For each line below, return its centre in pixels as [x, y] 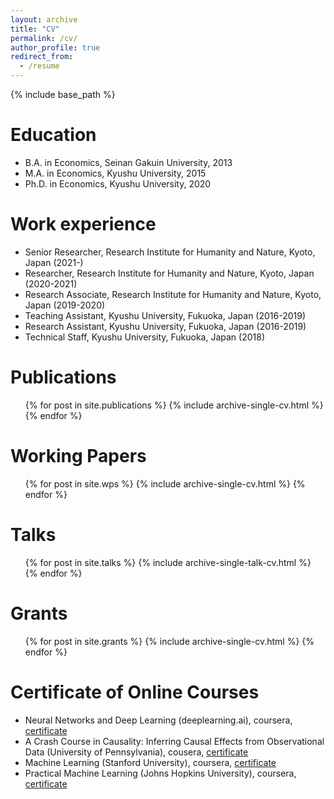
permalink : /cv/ [44, 38]
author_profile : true [55, 47]
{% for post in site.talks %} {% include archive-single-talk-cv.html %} [168, 562]
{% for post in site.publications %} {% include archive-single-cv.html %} [174, 405]
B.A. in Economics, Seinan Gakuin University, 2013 [128, 162]
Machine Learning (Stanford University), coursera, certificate [150, 762]
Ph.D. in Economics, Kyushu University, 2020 [118, 183]
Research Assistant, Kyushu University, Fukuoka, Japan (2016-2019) [165, 326]
